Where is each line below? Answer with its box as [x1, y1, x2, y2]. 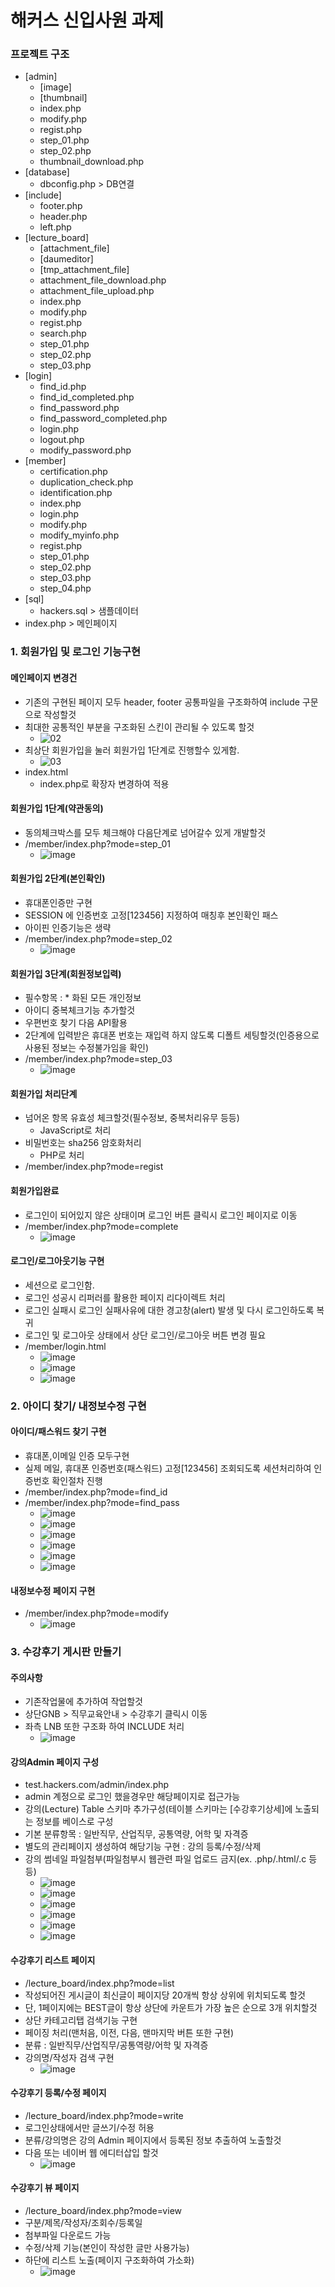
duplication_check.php [39, 476, 134, 488]
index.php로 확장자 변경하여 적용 [39, 777, 170, 790]
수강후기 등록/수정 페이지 [10, 2087, 107, 2099]
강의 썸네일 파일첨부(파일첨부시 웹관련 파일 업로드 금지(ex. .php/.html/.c [24, 1853, 307, 1865]
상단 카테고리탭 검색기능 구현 [24, 2014, 138, 2026]
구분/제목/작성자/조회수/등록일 [24, 2217, 143, 2229]
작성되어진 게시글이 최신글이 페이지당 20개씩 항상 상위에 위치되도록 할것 [24, 1989, 306, 2001]
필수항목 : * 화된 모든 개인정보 [24, 992, 142, 1004]
